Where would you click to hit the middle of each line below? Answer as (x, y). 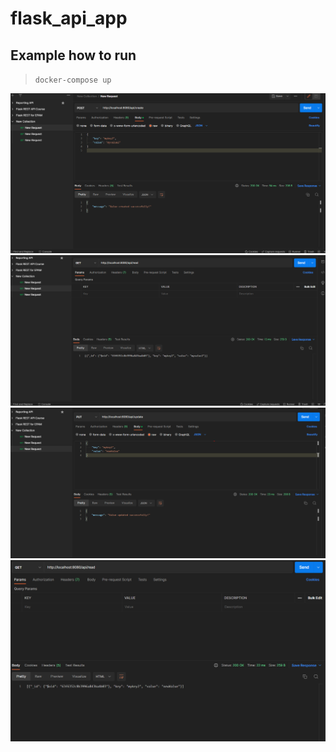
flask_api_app (69, 18)
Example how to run (73, 55)
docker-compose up (73, 80)
